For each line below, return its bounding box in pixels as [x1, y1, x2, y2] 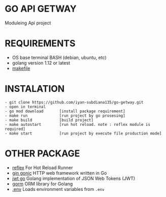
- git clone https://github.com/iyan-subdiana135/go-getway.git [5, 100, 144, 105]
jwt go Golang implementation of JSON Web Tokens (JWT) [12, 175, 136, 181]
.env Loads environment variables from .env [12, 186, 105, 192]
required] [5, 126, 26, 132]
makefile [12, 65, 30, 71]
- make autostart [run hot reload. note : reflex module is [5, 122, 151, 127]
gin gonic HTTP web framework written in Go [12, 170, 107, 176]
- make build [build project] [5, 117, 94, 122]
